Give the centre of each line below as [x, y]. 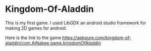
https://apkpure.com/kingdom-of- [97, 38]
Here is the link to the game [33, 38]
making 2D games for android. [36, 28]
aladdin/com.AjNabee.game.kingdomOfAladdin [53, 43]
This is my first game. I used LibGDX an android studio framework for [75, 23]
